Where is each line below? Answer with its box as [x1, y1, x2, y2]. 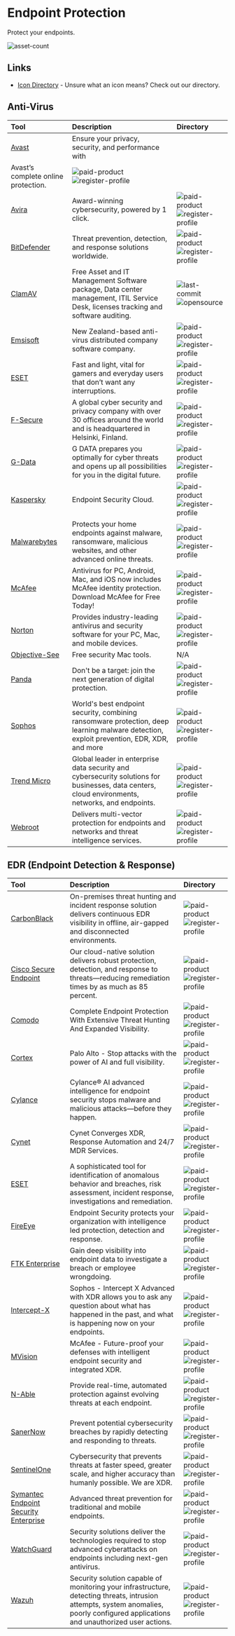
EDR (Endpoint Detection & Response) [7, 859, 176, 871]
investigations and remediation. [69, 1197, 173, 1206]
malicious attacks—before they [69, 1104, 172, 1114]
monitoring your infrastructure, [69, 1582, 171, 1592]
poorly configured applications [69, 1609, 171, 1618]
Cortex [10, 1053, 34, 1063]
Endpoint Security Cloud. [71, 494, 154, 504]
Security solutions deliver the [69, 1527, 166, 1536]
